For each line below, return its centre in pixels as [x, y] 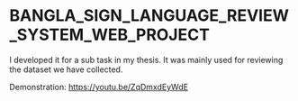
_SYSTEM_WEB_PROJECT [109, 35]
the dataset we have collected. [66, 69]
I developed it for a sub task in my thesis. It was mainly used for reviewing [146, 60]
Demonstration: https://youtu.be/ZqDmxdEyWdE [99, 87]
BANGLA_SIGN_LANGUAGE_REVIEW [149, 16]
